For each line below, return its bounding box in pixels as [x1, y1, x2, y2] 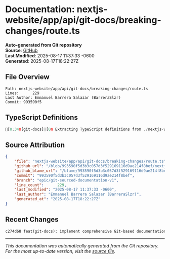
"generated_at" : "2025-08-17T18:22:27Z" [14, 197, 101, 202]
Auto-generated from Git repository [5, 42, 82, 48]
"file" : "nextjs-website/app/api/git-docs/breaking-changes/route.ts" [14, 159, 166, 164]
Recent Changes [5, 215, 59, 224]
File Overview [5, 72, 50, 82]
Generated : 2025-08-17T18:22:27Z [5, 58, 79, 64]
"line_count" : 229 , [14, 182, 67, 188]
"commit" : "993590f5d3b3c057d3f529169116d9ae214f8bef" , [14, 173, 135, 178]
